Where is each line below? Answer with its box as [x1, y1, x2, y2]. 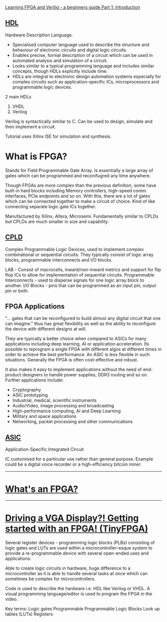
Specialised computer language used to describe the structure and [12, 41, 150, 47]
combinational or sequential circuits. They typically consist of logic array [5, 252, 154, 258]
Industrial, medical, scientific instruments [12, 397, 97, 403]
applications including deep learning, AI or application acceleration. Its [5, 341, 150, 347]
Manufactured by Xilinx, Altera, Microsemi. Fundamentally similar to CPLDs [5, 213, 159, 219]
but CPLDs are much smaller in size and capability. [5, 218, 109, 224]
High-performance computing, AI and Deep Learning [12, 408, 121, 414]
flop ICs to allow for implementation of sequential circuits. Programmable [5, 272, 155, 278]
